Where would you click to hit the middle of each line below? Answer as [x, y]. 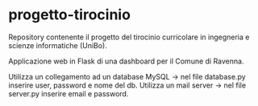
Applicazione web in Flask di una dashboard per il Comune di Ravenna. [126, 61]
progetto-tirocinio [70, 15]
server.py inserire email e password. [69, 93]
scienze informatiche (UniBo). [58, 45]
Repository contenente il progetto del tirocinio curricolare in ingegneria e [129, 37]
